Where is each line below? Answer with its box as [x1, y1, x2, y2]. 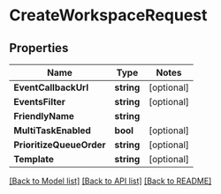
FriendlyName [13, 110, 75, 122]
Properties [9, 41, 69, 56]
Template [13, 153, 55, 165]
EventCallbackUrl [13, 81, 89, 93]
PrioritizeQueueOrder [13, 138, 106, 151]
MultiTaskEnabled [13, 124, 91, 137]
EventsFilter [13, 96, 66, 108]
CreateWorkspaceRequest [9, 5, 208, 26]
